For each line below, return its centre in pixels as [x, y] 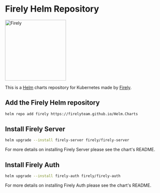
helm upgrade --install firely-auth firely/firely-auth [63, 176]
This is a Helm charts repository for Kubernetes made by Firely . [68, 87]
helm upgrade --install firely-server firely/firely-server [67, 140]
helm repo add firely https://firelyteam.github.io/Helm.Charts [71, 114]
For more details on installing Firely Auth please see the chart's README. [78, 185]
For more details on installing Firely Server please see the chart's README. [80, 150]
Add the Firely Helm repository [53, 103]
